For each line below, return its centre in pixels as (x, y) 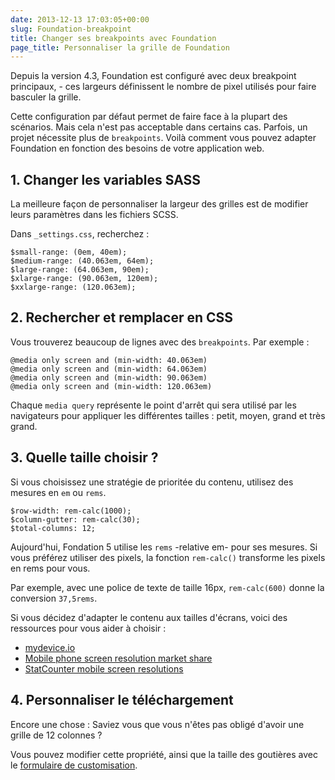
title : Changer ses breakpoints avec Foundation (113, 38)
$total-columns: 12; (53, 528)
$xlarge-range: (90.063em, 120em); (84, 279)
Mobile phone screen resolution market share (118, 658)
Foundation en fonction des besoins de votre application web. (137, 148)
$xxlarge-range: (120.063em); (73, 287)
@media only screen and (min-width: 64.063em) (109, 369)
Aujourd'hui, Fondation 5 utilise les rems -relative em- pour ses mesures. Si (164, 547)
